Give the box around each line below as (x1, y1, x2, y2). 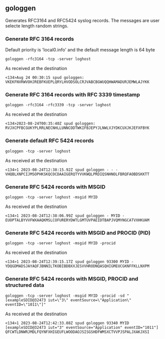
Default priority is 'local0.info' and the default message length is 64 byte (5, 47, 155, 53)
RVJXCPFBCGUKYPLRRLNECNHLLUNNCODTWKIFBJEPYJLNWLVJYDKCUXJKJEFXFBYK (5, 125, 150, 130)
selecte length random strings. (5, 23, 69, 29)
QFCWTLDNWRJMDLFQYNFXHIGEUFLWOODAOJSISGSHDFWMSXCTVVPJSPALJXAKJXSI (5, 329, 150, 334)
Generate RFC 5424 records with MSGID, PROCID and (5, 276, 138, 283)
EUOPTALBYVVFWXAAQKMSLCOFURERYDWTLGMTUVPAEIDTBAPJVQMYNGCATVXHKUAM (5, 218, 150, 223)
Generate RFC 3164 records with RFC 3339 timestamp (5, 91, 140, 98)
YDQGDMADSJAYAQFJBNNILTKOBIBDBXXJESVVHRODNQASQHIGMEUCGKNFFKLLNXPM (5, 264, 150, 269)
